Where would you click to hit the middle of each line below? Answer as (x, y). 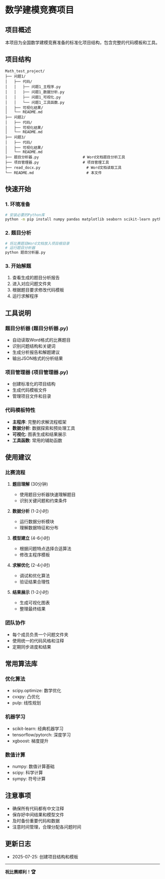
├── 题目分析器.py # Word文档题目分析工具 (65, 157)
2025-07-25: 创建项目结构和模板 (45, 856)
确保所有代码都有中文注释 (38, 808)
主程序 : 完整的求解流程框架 (39, 422)
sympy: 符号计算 (29, 779)
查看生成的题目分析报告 (36, 278)
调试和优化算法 (35, 576)
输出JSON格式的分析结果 (38, 358)
